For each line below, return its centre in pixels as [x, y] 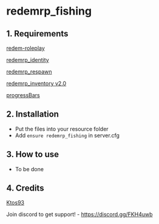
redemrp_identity [28, 60]
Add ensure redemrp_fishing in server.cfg [67, 135]
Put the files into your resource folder [62, 129]
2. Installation [33, 114]
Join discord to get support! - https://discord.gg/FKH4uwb [79, 214]
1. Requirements [37, 34]
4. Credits [25, 188]
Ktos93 [15, 203]
